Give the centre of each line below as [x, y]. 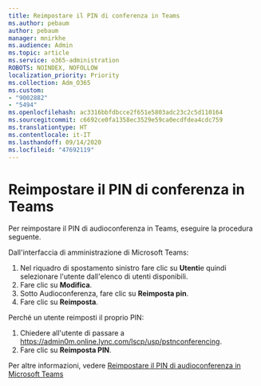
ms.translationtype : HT [48, 127]
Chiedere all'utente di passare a [72, 333]
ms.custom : [26, 90]
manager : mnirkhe [37, 38]
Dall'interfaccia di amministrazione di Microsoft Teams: [99, 252]
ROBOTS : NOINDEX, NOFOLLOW [53, 68]
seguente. [25, 237]
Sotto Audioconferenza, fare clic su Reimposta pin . [104, 294]
